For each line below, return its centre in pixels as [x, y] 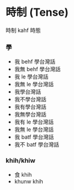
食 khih [23, 174]
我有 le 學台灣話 [34, 122]
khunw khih [29, 181]
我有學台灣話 [30, 107]
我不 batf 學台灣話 [37, 145]
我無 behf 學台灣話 [37, 69]
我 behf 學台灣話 [35, 62]
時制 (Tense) [37, 12]
